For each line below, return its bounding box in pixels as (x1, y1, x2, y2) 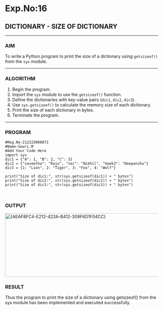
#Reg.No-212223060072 (5, 139, 49, 145)
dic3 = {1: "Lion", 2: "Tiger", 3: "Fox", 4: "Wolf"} (5, 165, 116, 170)
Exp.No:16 (5, 3, 48, 14)
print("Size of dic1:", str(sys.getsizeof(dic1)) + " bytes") (5, 173, 133, 179)
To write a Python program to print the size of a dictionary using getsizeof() (5, 53, 158, 59)
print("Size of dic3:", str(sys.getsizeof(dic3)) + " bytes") (5, 182, 133, 187)
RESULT (5, 284, 24, 291)
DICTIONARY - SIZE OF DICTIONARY (5, 22, 118, 31)
